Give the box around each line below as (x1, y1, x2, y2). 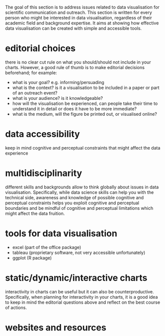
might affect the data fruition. (5, 210, 65, 216)
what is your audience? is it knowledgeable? (12, 95, 103, 101)
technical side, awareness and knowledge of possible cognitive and (5, 194, 144, 200)
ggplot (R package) (12, 254, 52, 260)
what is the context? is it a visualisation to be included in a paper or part (12, 84, 160, 90)
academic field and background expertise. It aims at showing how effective (5, 20, 159, 26)
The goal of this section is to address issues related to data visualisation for (5, 4, 160, 10)
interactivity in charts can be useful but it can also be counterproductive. (5, 288, 154, 295)
